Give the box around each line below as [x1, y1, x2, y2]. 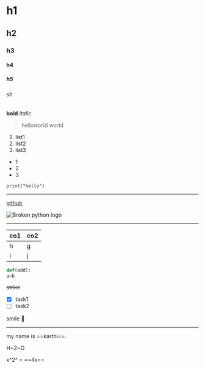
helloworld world [21, 121, 64, 129]
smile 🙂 [6, 315, 25, 322]
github [6, 199, 23, 206]
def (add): [6, 267, 32, 273]
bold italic [6, 109, 32, 117]
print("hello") [6, 182, 45, 189]
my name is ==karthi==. [6, 332, 67, 339]
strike [6, 284, 21, 291]
